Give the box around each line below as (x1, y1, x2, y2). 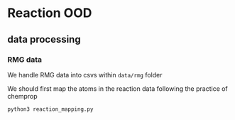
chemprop (7, 92, 38, 100)
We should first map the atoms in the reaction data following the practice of (7, 84, 229, 93)
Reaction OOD (7, 5, 92, 21)
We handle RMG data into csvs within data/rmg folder (7, 70, 163, 79)
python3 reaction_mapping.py (7, 105, 94, 113)
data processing (7, 33, 81, 45)
